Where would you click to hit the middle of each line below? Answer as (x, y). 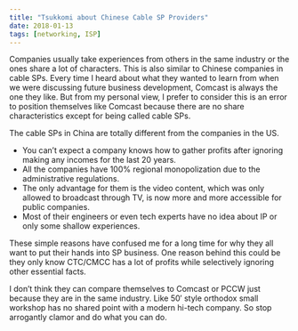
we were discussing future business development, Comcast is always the (144, 88)
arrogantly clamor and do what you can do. (88, 318)
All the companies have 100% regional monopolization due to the (141, 169)
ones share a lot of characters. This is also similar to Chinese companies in (146, 69)
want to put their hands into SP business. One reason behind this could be (145, 253)
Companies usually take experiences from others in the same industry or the (149, 60)
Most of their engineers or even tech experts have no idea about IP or (149, 217)
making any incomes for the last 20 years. (99, 160)
